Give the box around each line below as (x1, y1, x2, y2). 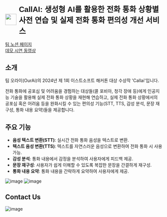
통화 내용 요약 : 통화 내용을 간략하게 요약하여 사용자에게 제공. (12, 168, 130, 174)
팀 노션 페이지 (5, 41, 32, 47)
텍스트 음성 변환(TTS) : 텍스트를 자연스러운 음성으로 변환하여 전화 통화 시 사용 (12, 143, 163, 149)
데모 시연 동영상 (5, 47, 36, 53)
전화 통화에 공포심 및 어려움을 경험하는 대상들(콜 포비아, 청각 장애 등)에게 (5, 88, 147, 94)
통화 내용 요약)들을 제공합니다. (15, 107, 75, 113)
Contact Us (5, 193, 41, 201)
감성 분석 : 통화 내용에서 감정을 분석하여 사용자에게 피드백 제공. (12, 156, 134, 162)
